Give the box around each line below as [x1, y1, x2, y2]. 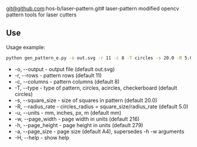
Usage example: [6, 43, 46, 50]
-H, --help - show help [14, 134, 69, 141]
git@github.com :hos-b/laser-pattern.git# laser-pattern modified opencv [6, 5, 179, 12]
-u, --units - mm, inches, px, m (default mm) [14, 109, 122, 116]
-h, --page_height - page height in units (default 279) [14, 121, 144, 128]
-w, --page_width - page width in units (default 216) [14, 115, 140, 122]
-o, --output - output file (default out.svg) [14, 66, 116, 73]
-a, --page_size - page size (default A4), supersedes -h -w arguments [14, 128, 185, 135]
